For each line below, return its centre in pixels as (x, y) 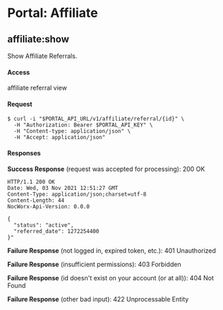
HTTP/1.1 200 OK (31, 181)
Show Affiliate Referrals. (42, 56)
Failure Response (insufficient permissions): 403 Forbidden (94, 264)
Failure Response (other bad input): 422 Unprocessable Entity (98, 299)
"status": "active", (44, 225)
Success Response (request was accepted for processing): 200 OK (106, 169)
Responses (24, 153)
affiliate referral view (37, 88)
